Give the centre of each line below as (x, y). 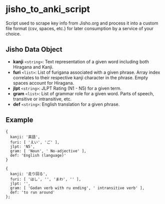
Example (19, 120)
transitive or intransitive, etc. (42, 99)
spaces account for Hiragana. (43, 83)
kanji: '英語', (25, 137)
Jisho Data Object (34, 49)
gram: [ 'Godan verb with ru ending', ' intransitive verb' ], (77, 188)
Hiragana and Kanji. (33, 67)
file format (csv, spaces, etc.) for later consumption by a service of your (80, 28)
